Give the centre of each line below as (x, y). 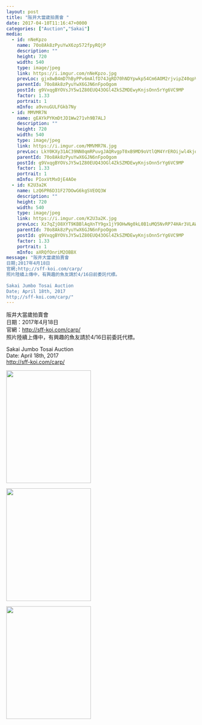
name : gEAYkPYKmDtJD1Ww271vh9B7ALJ (62, 118)
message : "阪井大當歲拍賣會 (38, 258)
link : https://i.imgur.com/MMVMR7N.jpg (67, 146)
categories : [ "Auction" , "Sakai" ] (48, 29)
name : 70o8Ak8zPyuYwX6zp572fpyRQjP (62, 46)
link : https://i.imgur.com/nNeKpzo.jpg (67, 73)
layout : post (23, 12)
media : (14, 34)
